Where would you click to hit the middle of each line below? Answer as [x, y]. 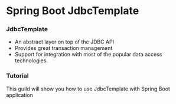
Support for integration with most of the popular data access [88, 55]
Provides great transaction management [63, 48]
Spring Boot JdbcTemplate [73, 11]
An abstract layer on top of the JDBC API [64, 42]
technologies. [31, 61]
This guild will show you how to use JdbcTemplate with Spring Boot [88, 89]
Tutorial [17, 76]
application [20, 95]
